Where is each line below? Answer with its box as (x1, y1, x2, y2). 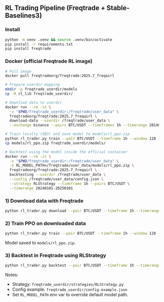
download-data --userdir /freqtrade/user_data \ (9, 118, 110, 123)
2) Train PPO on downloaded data (5, 220, 86, 226)
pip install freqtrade (5, 46, 51, 51)
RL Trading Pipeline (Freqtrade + (5, 4, 105, 12)
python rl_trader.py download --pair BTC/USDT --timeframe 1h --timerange (5, 208, 161, 214)
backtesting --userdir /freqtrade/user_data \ (9, 172, 106, 177)
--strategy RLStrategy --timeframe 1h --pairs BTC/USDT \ (9, 181, 130, 186)
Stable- (106, 4, 130, 12)
